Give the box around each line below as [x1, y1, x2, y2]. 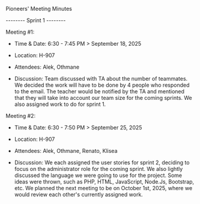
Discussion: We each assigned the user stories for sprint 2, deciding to [14, 159, 190, 166]
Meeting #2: [5, 113, 36, 119]
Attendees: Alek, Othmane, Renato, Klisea [14, 147, 118, 154]
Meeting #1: [5, 28, 35, 36]
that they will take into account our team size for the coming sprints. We [14, 94, 193, 101]
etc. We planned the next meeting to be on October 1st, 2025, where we [14, 185, 193, 191]
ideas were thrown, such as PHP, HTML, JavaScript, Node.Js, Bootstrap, [14, 178, 195, 185]
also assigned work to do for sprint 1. [14, 100, 106, 108]
